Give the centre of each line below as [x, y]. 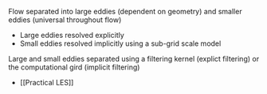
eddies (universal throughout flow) [65, 20]
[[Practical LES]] [47, 83]
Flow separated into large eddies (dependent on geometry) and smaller [125, 11]
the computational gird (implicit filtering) [74, 67]
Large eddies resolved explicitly [72, 35]
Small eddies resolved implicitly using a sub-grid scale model [120, 43]
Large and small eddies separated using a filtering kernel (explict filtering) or [134, 59]
